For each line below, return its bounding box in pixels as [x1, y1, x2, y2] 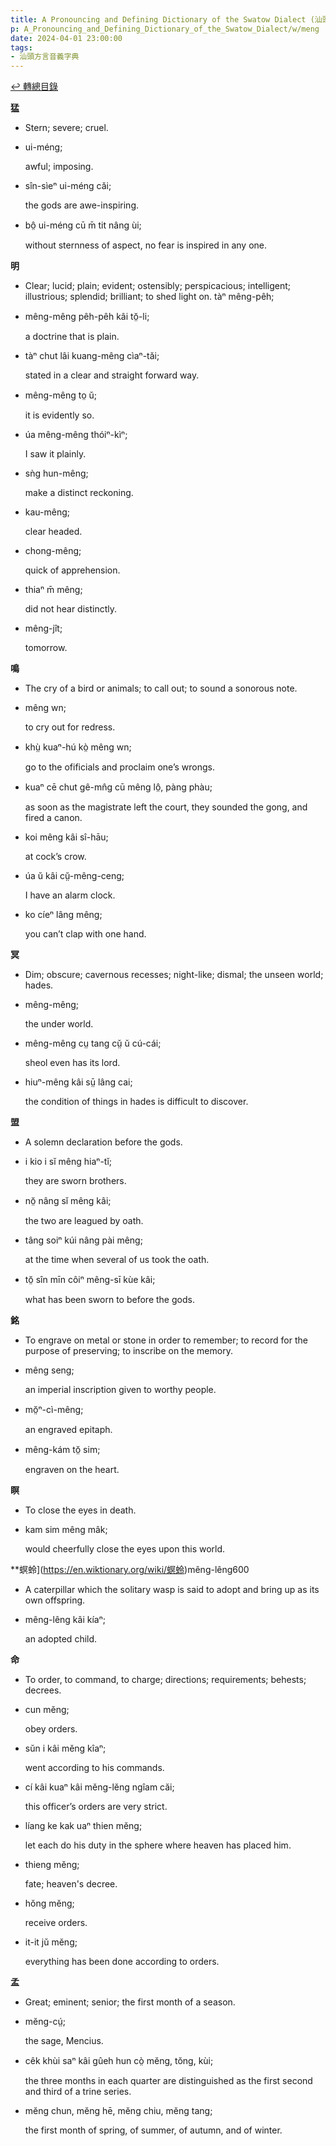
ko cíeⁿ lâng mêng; [24, 909, 103, 921]
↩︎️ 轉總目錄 [10, 81, 58, 93]
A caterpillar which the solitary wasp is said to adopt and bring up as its [24, 1584, 320, 1596]
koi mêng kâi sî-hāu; [24, 831, 109, 843]
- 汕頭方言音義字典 [10, 52, 80, 62]
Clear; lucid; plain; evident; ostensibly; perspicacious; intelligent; [24, 280, 292, 292]
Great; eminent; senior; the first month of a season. [24, 1996, 236, 2008]
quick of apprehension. [24, 564, 121, 576]
